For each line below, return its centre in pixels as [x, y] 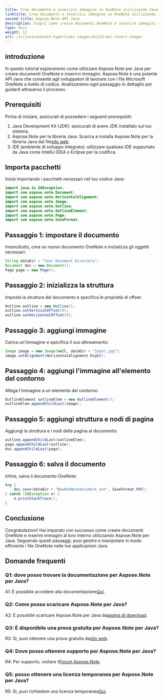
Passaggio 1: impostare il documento [62, 235]
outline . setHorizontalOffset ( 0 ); [39, 315]
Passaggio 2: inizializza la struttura [60, 285]
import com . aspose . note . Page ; [36, 215]
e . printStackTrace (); [36, 499]
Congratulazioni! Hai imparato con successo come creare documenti [74, 530]
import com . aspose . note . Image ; [37, 202]
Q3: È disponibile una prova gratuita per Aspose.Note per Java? [82, 628]
